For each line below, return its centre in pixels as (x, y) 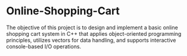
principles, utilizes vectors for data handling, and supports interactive (91, 40)
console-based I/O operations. (44, 46)
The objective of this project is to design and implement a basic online (92, 27)
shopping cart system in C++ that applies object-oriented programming (94, 33)
